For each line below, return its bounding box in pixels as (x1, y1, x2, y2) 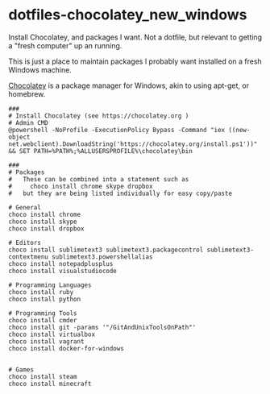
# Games (8, 365, 35, 374)
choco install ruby (8, 288, 74, 296)
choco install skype (8, 218, 78, 226)
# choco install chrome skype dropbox (8, 182, 153, 190)
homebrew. (8, 89, 46, 98)
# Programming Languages (8, 280, 92, 289)
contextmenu (8, 252, 48, 261)
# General (8, 203, 42, 211)
